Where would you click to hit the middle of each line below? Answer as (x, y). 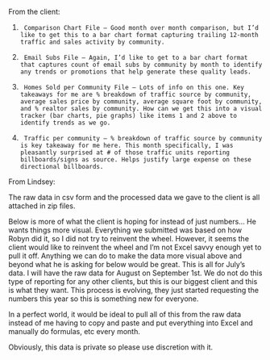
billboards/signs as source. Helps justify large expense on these (135, 160)
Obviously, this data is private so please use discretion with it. (111, 347)
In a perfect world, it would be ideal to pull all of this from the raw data (125, 314)
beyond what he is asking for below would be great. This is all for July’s (127, 264)
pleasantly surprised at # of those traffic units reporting (125, 153)
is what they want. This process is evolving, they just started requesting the (134, 290)
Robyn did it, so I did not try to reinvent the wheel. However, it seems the (129, 239)
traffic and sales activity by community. (92, 42)
